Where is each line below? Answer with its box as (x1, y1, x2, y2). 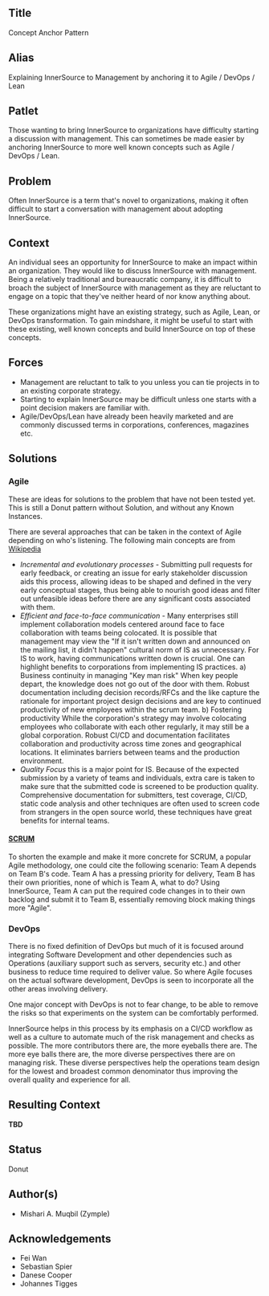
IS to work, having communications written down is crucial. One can (19, 653, 246, 663)
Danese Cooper (19, 1270, 72, 1280)
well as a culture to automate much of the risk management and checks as (8, 1032, 255, 1042)
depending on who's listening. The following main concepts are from (8, 535, 235, 545)
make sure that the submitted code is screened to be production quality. (19, 781, 259, 791)
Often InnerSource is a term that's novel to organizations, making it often (8, 196, 249, 206)
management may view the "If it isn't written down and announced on (19, 636, 251, 646)
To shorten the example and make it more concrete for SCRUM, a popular (8, 852, 251, 861)
